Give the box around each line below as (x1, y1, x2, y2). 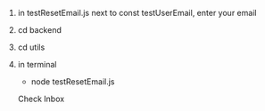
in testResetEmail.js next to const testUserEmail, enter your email (17, 8, 257, 18)
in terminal (17, 59, 57, 69)
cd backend (17, 25, 62, 35)
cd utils (17, 42, 46, 52)
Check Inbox (17, 93, 65, 104)
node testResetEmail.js (30, 76, 115, 87)
